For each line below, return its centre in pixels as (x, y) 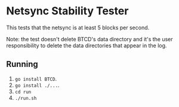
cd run (23, 92)
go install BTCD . (36, 78)
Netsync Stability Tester (67, 11)
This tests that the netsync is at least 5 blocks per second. (78, 27)
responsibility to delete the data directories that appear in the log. (87, 45)
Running (22, 64)
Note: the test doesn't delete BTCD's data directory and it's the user (89, 39)
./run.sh (26, 98)
